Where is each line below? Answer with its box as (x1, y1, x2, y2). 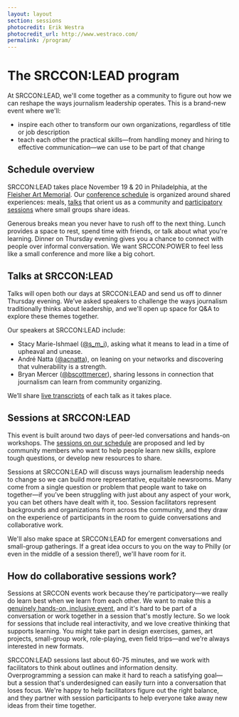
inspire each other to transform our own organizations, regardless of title (17, 121, 231, 129)
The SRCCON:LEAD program (7, 68, 180, 84)
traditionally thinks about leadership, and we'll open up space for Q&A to (7, 304, 220, 312)
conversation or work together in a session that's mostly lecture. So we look (7, 611, 230, 621)
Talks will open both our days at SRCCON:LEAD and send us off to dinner (7, 289, 222, 298)
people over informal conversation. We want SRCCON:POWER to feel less (7, 242, 223, 250)
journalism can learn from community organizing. (17, 377, 162, 386)
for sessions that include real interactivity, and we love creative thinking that (7, 619, 230, 628)
